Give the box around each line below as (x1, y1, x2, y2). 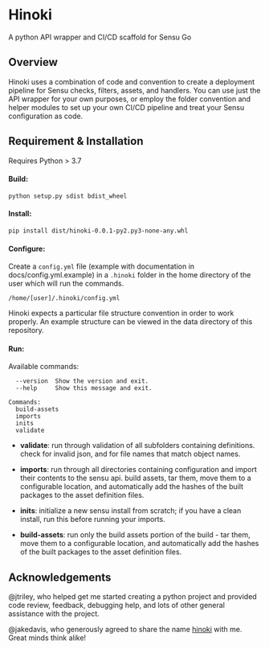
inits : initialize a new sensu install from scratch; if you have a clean (19, 506, 242, 516)
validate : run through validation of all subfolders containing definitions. (19, 441, 255, 450)
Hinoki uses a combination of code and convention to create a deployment (8, 76, 255, 86)
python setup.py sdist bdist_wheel (8, 191, 128, 200)
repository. (8, 326, 44, 335)
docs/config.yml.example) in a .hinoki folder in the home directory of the (8, 270, 251, 280)
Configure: (8, 244, 46, 253)
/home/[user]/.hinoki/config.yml (8, 294, 120, 302)
